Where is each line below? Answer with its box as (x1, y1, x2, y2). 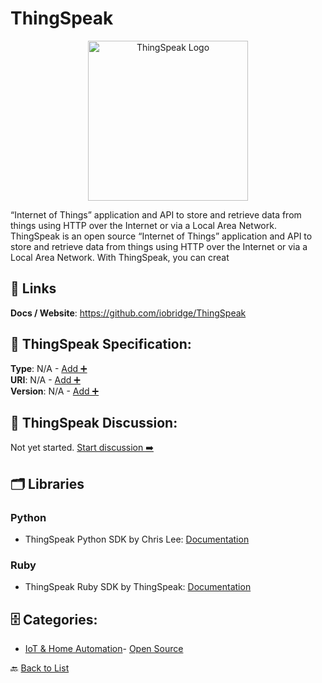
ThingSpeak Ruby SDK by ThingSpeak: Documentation (24, 581, 252, 593)
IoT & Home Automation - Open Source (24, 643, 184, 655)
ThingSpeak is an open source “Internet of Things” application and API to (10, 230, 313, 242)
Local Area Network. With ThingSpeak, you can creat (10, 251, 230, 263)
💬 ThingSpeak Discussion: (10, 414, 178, 431)
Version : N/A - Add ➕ (10, 385, 100, 397)
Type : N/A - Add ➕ (10, 362, 88, 374)
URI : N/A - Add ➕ (10, 373, 81, 386)
